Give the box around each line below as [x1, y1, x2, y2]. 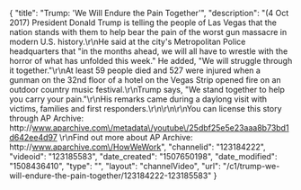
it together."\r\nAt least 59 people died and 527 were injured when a [9, 65, 261, 76]
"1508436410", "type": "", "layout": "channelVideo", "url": [9, 161, 222, 171]
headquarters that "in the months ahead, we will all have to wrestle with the [9, 46, 288, 57]
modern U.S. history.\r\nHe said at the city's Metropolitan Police [9, 36, 246, 47]
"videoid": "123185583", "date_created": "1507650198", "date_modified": [9, 151, 278, 161]
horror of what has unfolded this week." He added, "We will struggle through [9, 56, 293, 66]
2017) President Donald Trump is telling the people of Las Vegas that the [9, 17, 277, 28]
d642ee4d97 [9, 132, 58, 142]
